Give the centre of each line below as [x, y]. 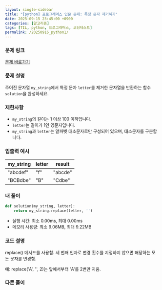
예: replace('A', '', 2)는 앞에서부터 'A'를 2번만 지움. [53, 269]
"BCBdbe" [19, 180]
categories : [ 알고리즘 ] [27, 23]
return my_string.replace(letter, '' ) [53, 211]
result [62, 164]
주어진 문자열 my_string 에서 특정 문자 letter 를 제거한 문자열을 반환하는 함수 [78, 87]
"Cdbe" [61, 180]
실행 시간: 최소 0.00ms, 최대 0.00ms [47, 221]
